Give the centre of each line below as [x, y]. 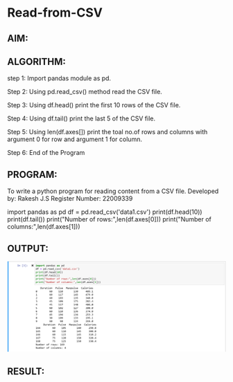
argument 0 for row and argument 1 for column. [75, 139]
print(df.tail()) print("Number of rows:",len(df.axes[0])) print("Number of [109, 219]
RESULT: [26, 371]
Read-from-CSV [55, 13]
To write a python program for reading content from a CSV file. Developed [113, 191]
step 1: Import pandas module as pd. [59, 78]
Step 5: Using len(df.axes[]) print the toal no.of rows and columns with [107, 132]
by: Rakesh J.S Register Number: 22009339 [70, 199]
